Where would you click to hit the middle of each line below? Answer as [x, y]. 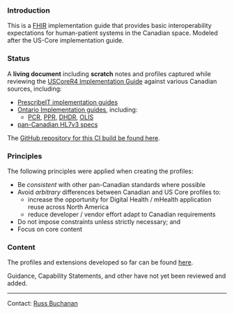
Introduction [29, 10]
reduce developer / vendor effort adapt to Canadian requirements [122, 214]
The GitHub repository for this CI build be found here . [84, 137]
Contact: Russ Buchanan [42, 304]
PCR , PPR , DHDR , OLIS [61, 117]
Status [18, 59]
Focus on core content [49, 229]
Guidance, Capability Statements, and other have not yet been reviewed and [117, 276]
